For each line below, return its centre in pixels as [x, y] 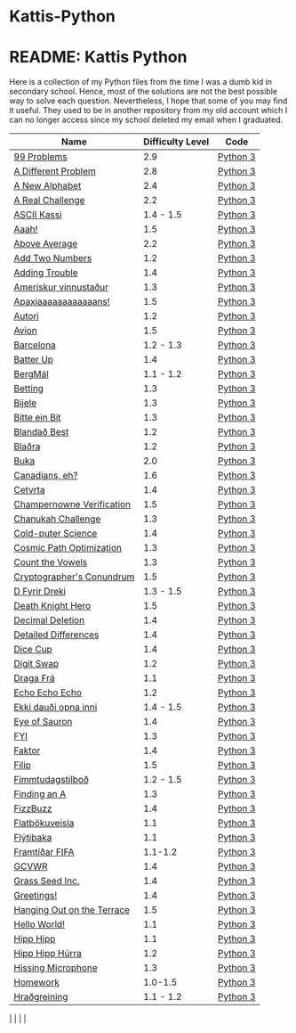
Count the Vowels [51, 562]
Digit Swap [36, 664]
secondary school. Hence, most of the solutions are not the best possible [144, 92]
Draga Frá [34, 678]
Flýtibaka [33, 838]
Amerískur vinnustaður [61, 287]
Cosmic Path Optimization [68, 548]
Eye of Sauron [43, 722]
